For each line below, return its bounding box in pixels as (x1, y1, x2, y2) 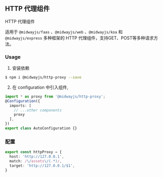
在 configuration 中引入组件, (12, 84, 69, 90)
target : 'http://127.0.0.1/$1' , (9, 163, 75, 168)
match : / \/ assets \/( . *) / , (9, 159, 62, 164)
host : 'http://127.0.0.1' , (9, 154, 64, 159)
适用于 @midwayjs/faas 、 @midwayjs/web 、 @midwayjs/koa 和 (5, 29, 123, 35)
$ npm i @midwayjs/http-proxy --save (5, 75, 82, 80)
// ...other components (14, 108, 62, 113)
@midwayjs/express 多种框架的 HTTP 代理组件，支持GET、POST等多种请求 (5, 35, 154, 40)
